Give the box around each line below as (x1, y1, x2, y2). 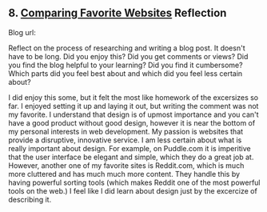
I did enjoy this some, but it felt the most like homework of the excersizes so (8, 92, 258, 102)
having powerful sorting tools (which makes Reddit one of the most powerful (8, 178, 261, 187)
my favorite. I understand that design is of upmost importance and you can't (8, 110, 259, 119)
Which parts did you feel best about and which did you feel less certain (8, 68, 243, 78)
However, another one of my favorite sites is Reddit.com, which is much (8, 160, 245, 170)
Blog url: (8, 27, 36, 37)
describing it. (8, 194, 52, 204)
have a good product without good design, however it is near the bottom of (8, 118, 256, 127)
